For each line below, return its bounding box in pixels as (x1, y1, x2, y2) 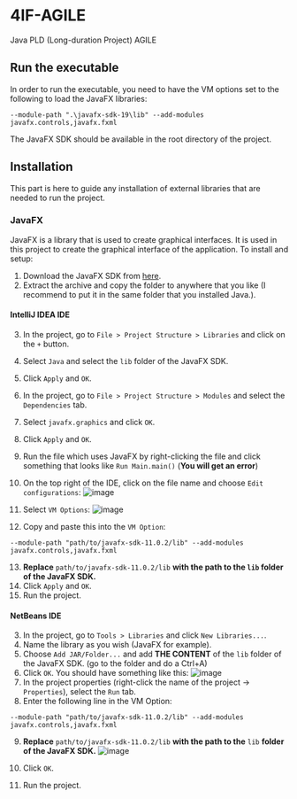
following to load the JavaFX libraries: (10, 93, 148, 104)
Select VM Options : (22, 504, 91, 515)
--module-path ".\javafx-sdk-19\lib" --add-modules (10, 110, 204, 120)
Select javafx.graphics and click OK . (22, 417, 156, 428)
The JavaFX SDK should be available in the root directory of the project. (10, 134, 272, 144)
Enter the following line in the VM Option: (22, 696, 172, 707)
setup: (10, 253, 34, 264)
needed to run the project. (10, 192, 105, 203)
